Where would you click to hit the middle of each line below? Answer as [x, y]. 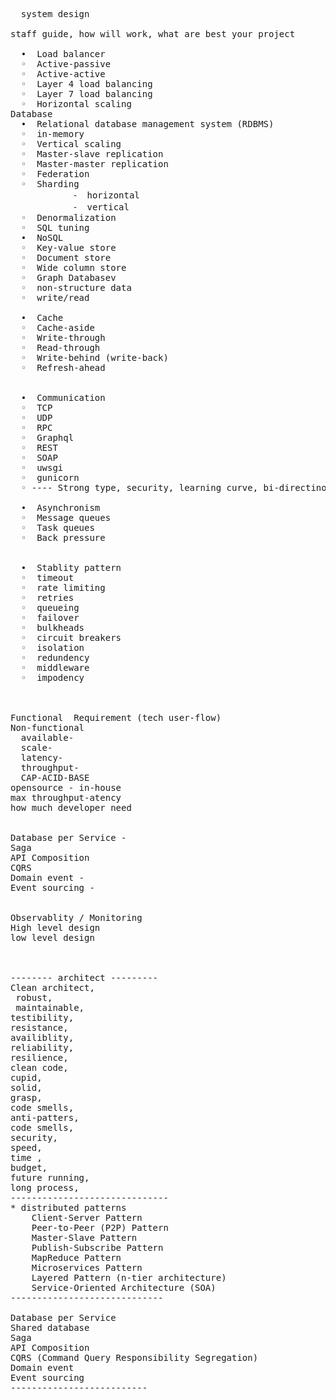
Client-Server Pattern [87, 1217]
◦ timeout [47, 577]
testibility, [42, 1017]
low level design [52, 937]
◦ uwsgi [42, 467]
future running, [50, 1177]
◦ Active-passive [66, 64]
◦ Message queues [66, 517]
